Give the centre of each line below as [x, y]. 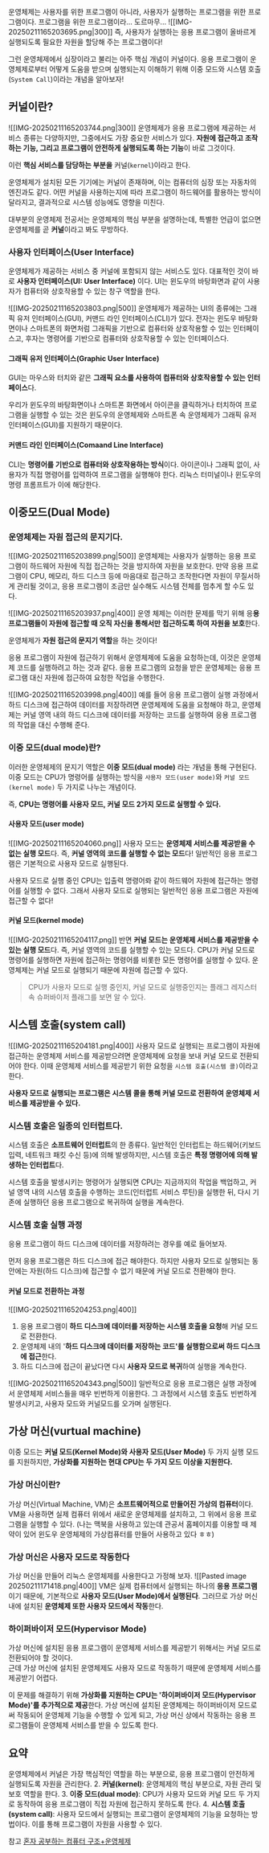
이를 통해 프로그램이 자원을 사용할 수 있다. [97, 1824]
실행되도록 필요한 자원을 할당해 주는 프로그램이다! [86, 42]
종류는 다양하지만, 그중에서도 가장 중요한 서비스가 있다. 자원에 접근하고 [133, 137]
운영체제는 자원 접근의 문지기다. [65, 537]
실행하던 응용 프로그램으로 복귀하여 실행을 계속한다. [104, 1202]
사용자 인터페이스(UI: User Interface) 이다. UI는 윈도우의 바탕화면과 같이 [131, 281]
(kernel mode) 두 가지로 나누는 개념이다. [72, 787]
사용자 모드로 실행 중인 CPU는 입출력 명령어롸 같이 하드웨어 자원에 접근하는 [126, 880]
